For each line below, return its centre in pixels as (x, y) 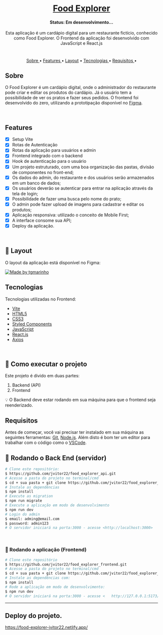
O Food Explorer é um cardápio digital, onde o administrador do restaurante (81, 88)
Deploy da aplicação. (33, 226)
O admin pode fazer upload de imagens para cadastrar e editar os (78, 204)
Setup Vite (22, 140)
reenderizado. (19, 405)
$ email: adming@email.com (32, 519)
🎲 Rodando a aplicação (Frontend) (46, 550)
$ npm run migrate (24, 501)
